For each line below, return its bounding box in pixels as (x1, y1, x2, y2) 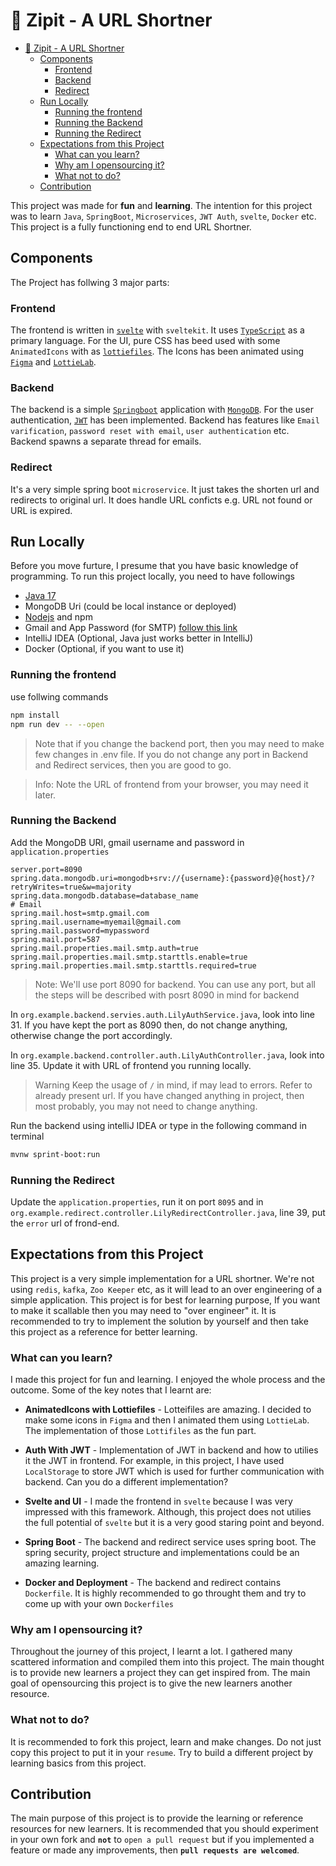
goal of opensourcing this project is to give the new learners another (10, 1677, 293, 1689)
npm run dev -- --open (10, 719, 105, 729)
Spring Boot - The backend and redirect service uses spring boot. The (24, 1536, 317, 1548)
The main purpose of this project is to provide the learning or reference (10, 1812, 304, 1824)
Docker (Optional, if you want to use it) (24, 643, 185, 655)
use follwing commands (10, 690, 109, 703)
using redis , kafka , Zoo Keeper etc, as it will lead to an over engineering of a (10, 1283, 323, 1295)
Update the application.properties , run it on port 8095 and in (10, 1195, 264, 1208)
